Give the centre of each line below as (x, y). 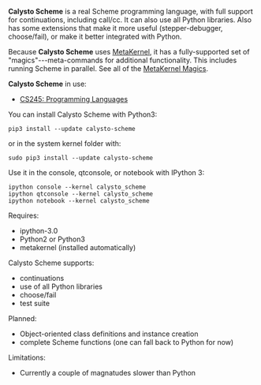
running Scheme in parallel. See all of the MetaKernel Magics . (108, 69)
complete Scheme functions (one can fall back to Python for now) (127, 342)
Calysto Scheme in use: (47, 84)
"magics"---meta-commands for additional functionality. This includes (123, 60)
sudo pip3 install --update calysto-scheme (81, 158)
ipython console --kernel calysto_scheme (77, 187)
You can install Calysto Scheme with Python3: (83, 114)
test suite (34, 303)
